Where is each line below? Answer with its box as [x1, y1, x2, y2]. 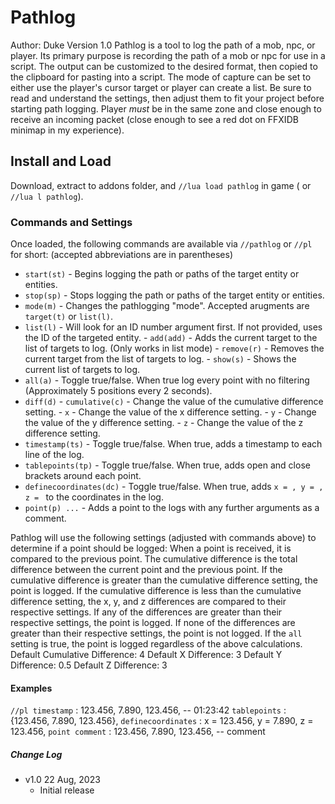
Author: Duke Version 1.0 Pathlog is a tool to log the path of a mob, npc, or [10, 39, 316, 51]
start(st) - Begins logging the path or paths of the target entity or [24, 268, 300, 280]
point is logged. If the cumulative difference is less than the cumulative [10, 585, 302, 597]
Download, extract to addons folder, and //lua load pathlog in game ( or [10, 179, 312, 191]
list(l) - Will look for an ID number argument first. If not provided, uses [24, 321, 323, 333]
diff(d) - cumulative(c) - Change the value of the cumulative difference [24, 396, 324, 408]
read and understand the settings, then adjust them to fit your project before [10, 92, 325, 104]
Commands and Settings [10, 215, 133, 229]
